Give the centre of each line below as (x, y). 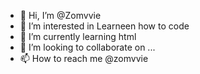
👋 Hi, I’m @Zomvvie (60, 15)
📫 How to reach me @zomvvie (84, 58)
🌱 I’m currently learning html (78, 36)
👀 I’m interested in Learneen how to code (104, 26)
